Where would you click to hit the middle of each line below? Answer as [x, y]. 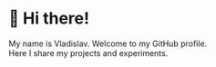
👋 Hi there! [49, 19]
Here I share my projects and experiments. [88, 53]
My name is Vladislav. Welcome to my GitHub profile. [108, 43]
